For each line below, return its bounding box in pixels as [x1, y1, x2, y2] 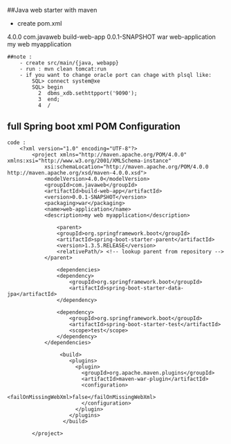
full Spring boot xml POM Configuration [7, 121, 181, 132]
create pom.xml [17, 19, 62, 27]
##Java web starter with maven [7, 6, 98, 14]
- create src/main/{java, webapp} [19, 60, 119, 66]
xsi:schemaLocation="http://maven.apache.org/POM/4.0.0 [44, 163, 209, 170]
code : [7, 139, 26, 146]
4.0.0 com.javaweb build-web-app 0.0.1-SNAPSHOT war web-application [7, 33, 216, 41]
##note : [7, 53, 33, 60]
